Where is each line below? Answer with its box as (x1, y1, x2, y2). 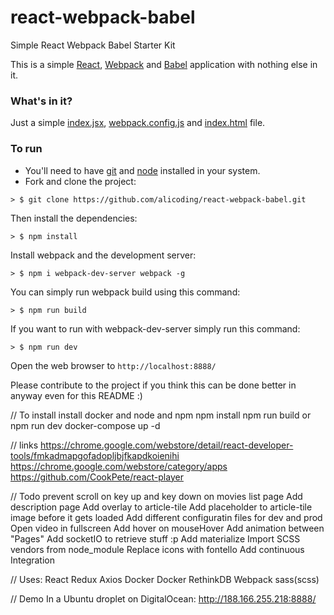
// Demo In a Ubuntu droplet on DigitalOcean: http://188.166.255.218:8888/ (10, 592, 317, 605)
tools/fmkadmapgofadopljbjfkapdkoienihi (10, 449, 180, 461)
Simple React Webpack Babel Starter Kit (10, 39, 176, 51)
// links (10, 439, 39, 451)
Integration (10, 554, 55, 566)
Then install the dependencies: (10, 212, 138, 224)
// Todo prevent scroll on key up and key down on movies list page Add (10, 490, 303, 502)
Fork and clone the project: (24, 175, 137, 187)
